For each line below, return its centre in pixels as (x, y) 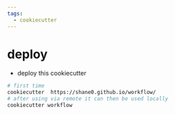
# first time (26, 86)
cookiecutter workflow (40, 105)
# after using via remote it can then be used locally (88, 99)
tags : (15, 13)
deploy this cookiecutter (52, 73)
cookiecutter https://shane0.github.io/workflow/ (82, 93)
